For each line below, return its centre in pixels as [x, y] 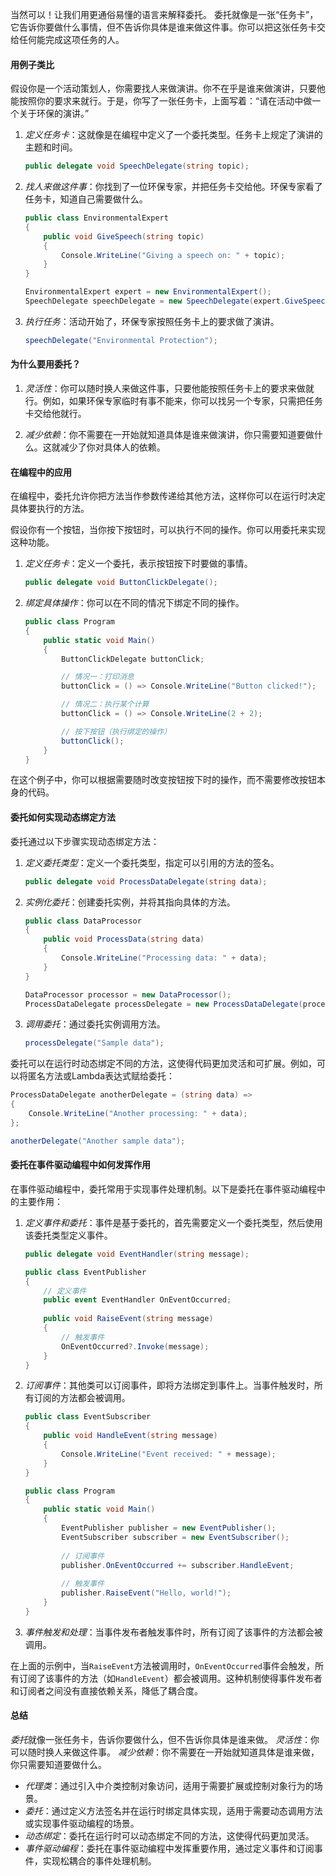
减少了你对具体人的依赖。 [112, 447]
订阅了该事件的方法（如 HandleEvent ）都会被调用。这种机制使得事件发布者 [170, 1678]
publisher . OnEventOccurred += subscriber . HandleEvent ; [178, 1565]
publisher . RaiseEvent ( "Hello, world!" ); [146, 1593]
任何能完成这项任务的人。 [71, 39]
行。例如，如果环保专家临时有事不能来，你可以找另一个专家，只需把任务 [173, 401]
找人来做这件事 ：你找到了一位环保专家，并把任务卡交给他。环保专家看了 [173, 187]
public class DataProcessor [83, 921]
